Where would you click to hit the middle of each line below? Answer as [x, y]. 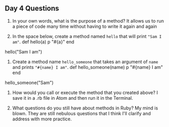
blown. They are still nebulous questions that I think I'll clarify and [81, 113]
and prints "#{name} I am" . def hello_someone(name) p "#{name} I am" [88, 67]
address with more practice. [42, 119]
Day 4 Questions [32, 8]
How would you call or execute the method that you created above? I [85, 93]
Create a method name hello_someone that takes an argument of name [85, 62]
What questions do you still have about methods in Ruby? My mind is [85, 108]
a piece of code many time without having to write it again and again [85, 26]
